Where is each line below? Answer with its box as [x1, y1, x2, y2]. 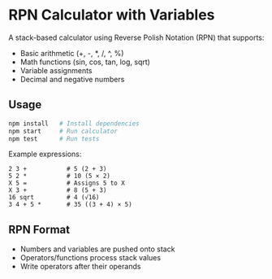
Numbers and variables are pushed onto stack [19, 244, 175, 254]
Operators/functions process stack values [19, 253, 161, 263]
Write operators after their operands [19, 262, 141, 272]
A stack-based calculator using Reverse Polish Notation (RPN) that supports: [8, 33, 265, 42]
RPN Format [8, 222, 71, 237]
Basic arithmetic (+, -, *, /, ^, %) [19, 48, 124, 58]
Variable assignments [19, 65, 93, 75]
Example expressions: [8, 149, 82, 159]
